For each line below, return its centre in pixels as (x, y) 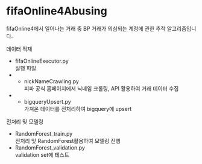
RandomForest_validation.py (50, 147)
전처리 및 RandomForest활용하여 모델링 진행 (68, 140)
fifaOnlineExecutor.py (42, 61)
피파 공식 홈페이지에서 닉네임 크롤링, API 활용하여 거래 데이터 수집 (101, 88)
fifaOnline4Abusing (57, 11)
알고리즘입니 (181, 28)
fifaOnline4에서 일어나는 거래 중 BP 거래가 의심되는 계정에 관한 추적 (86, 28)
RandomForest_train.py (44, 133)
